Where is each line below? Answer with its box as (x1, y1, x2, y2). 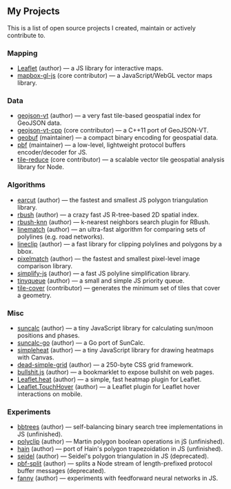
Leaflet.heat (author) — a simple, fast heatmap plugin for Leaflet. (17, 375, 202, 383)
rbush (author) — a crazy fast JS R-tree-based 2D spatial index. (17, 210, 199, 219)
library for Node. (17, 163, 64, 171)
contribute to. (7, 31, 46, 39)
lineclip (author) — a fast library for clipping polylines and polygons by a (17, 239, 222, 248)
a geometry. (17, 291, 52, 299)
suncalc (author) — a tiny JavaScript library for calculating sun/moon (17, 324, 214, 332)
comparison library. (17, 261, 73, 270)
